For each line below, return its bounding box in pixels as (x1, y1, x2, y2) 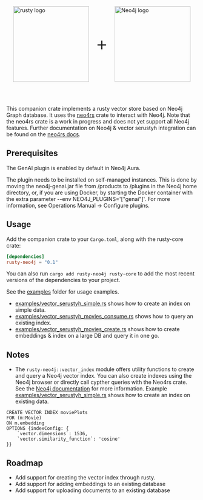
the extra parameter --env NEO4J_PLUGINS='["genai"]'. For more (6, 195, 171, 202)
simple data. (15, 306, 46, 314)
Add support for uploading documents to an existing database (15, 487, 171, 494)
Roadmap (6, 458, 44, 468)
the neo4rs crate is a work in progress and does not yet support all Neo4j (6, 118, 190, 125)
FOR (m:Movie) (6, 415, 42, 421)
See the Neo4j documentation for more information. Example (15, 385, 168, 392)
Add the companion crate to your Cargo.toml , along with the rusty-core (6, 235, 184, 243)
